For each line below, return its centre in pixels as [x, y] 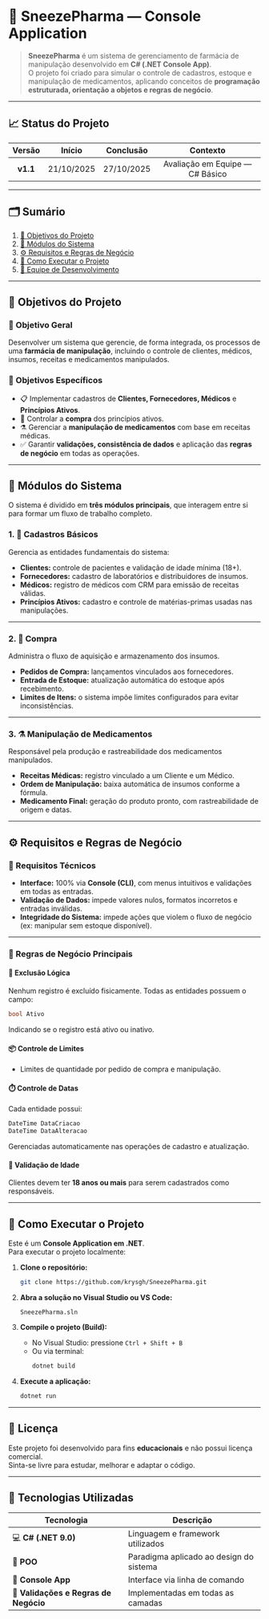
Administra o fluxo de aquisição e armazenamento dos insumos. [114, 656]
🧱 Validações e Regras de [62, 1593]
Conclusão [127, 150]
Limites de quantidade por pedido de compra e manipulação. [120, 1069]
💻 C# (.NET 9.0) [44, 1537]
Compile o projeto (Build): [63, 1327]
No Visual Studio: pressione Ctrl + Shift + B [107, 1342]
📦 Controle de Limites [46, 1048]
